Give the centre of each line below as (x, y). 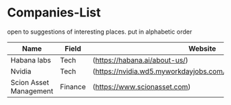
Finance (73, 86)
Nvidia (21, 71)
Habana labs (31, 60)
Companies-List (54, 13)
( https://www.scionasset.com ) (142, 86)
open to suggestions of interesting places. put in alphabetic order (100, 32)
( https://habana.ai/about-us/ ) (141, 60)
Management (32, 91)
